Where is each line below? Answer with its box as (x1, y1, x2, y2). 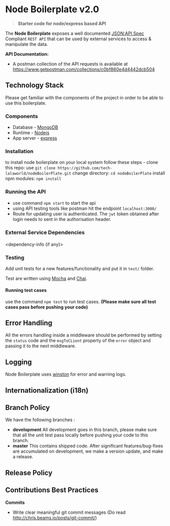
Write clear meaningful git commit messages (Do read (12, 509, 126, 515)
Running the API (5, 188, 46, 196)
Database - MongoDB (12, 124, 58, 130)
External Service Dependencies (5, 229, 85, 236)
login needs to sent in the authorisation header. (12, 216, 112, 222)
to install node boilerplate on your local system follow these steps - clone (5, 159, 158, 165)
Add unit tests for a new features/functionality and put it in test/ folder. (5, 266, 154, 272)
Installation (5, 148, 34, 155)
